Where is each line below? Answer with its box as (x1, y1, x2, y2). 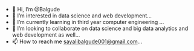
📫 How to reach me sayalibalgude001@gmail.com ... (11, 38, 143, 45)
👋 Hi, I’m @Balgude (11, 6, 60, 13)
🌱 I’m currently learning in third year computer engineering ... (11, 19, 164, 25)
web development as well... (11, 31, 80, 38)
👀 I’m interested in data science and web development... (11, 12, 152, 19)
